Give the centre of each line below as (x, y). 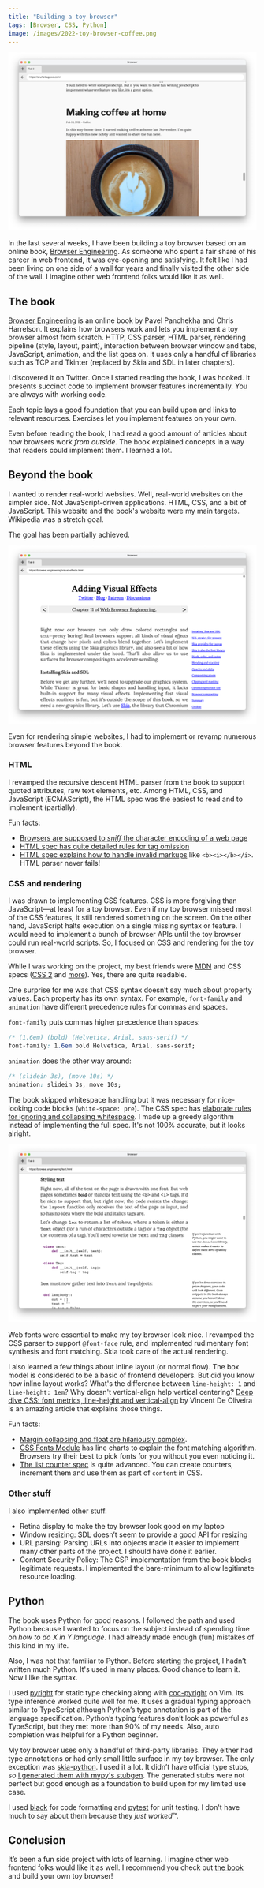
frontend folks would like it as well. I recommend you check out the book (126, 1867)
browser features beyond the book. (65, 744)
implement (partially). (43, 807)
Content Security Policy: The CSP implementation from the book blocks (136, 1560)
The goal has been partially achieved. (69, 534)
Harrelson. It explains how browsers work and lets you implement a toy (123, 328)
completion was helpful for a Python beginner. (83, 1734)
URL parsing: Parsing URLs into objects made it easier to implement (129, 1542)
